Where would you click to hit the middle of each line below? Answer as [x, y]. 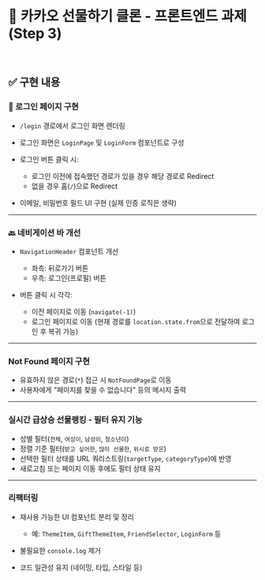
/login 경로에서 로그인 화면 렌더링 [73, 125]
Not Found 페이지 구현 [49, 361]
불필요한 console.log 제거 [60, 550]
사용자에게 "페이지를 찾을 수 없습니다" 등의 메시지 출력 [103, 390]
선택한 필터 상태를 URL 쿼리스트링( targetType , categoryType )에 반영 [125, 458]
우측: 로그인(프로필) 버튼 [69, 278]
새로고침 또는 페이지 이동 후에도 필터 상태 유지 [90, 468]
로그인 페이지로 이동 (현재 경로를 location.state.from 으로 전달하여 [136, 321]
